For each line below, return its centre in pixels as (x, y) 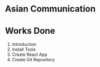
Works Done (30, 31)
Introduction (24, 44)
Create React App (30, 54)
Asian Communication (50, 9)
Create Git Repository (33, 60)
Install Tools (24, 50)
